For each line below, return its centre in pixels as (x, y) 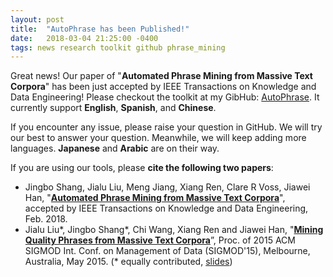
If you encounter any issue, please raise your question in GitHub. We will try (166, 127)
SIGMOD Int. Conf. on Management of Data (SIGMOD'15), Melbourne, (167, 251)
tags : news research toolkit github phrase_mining (118, 47)
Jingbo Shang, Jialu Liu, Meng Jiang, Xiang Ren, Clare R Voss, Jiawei (167, 187)
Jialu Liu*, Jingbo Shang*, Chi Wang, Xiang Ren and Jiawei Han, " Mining (174, 230)
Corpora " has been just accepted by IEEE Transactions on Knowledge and (163, 87)
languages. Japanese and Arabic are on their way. (115, 148)
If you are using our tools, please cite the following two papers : (142, 168)
